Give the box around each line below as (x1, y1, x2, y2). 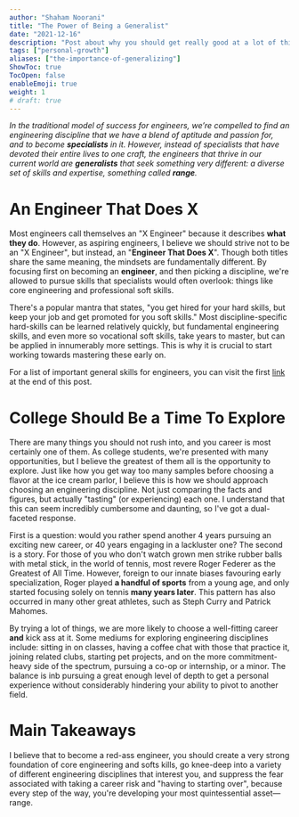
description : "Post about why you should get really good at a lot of (9, 37, 277, 47)
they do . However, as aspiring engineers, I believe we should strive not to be (9, 238, 290, 249)
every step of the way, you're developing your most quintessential (9, 788, 252, 798)
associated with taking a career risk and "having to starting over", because (9, 779, 283, 789)
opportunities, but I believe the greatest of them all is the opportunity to (9, 456, 271, 467)
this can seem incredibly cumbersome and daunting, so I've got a (9, 503, 249, 514)
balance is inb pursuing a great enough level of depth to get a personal (9, 670, 270, 682)
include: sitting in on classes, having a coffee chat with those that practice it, (9, 642, 290, 653)
